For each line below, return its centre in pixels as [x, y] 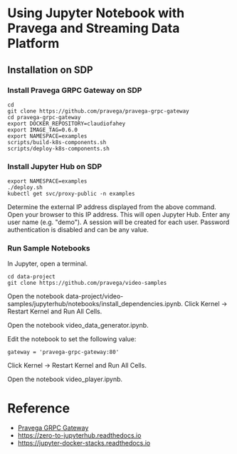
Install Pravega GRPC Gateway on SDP [75, 90]
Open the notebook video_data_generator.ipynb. [78, 326]
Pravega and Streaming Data [94, 28]
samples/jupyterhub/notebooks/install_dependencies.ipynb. [95, 304]
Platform [33, 44]
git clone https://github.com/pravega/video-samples [87, 283]
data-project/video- [94, 296]
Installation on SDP [51, 70]
